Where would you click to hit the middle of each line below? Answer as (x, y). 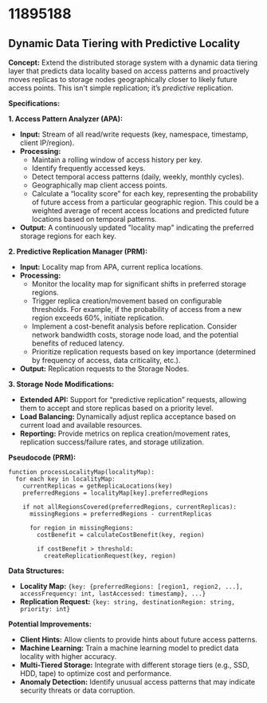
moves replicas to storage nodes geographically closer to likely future (123, 79)
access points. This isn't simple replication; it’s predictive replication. (121, 88)
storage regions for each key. (68, 236)
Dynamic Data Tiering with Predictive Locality (124, 43)
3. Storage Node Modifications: (61, 384)
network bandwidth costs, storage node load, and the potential (135, 335)
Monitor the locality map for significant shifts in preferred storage (139, 284)
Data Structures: (36, 571)
